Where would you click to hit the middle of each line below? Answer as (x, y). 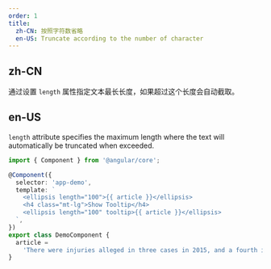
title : (19, 23)
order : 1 (23, 16)
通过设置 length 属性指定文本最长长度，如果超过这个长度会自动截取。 (124, 92)
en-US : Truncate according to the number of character (110, 38)
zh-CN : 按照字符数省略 (49, 31)
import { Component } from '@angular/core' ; (84, 160)
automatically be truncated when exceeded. (81, 145)
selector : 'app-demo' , (54, 183)
